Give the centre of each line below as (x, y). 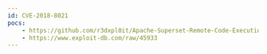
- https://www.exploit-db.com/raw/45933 (90, 38)
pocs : (16, 23)
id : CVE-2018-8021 (38, 15)
